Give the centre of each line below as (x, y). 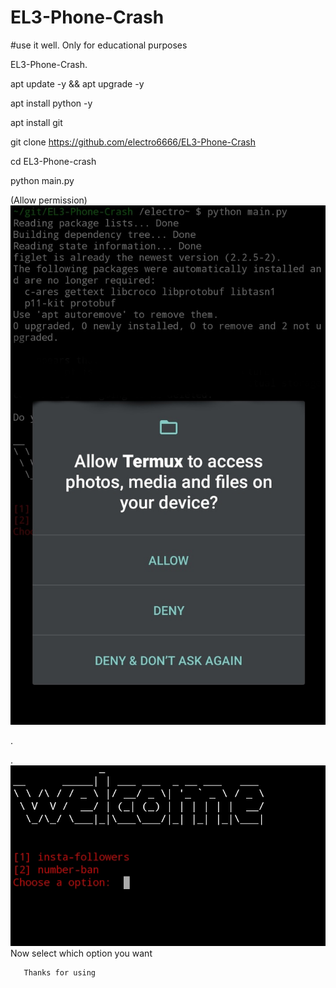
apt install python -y (51, 103)
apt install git (36, 122)
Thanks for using (60, 972)
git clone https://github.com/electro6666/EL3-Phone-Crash (133, 142)
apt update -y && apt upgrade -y (77, 83)
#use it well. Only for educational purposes (99, 45)
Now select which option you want (81, 953)
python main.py (42, 180)
